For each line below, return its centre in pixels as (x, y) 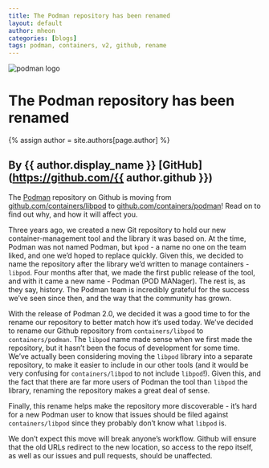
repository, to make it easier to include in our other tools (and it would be (128, 364)
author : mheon (32, 31)
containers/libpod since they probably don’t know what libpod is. (118, 423)
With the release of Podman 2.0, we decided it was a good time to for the (129, 313)
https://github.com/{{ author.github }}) (112, 178)
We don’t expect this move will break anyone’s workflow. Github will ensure (132, 438)
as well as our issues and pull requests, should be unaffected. (110, 455)
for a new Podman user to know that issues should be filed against (118, 414)
